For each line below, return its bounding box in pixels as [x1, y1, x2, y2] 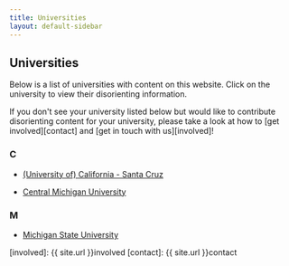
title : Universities [9, 13, 88, 23]
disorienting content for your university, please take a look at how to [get [9, 116, 280, 127]
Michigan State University [22, 229, 119, 240]
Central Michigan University [22, 186, 126, 197]
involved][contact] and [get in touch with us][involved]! [9, 126, 214, 137]
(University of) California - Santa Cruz [22, 168, 164, 179]
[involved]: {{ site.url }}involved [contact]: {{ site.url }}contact [9, 246, 238, 258]
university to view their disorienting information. [9, 89, 188, 100]
